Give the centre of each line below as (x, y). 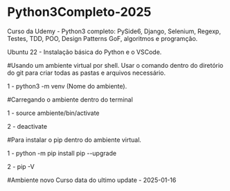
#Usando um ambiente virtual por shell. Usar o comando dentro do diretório (115, 65)
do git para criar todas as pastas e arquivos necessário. (87, 73)
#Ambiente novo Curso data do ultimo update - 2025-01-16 (92, 180)
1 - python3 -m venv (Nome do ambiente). (67, 86)
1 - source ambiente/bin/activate (53, 113)
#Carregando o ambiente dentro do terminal (70, 99)
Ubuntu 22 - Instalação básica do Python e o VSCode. (85, 52)
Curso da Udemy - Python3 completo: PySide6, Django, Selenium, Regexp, (114, 31)
